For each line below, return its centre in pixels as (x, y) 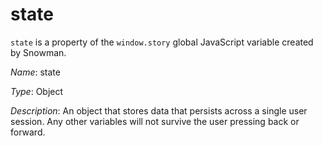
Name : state (35, 72)
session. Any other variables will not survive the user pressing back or (155, 121)
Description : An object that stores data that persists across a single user (159, 110)
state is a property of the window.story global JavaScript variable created (162, 42)
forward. (28, 132)
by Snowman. (38, 52)
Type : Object (37, 91)
